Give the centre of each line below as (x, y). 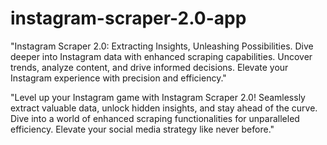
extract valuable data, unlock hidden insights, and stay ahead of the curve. (164, 108)
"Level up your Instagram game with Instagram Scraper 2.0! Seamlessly (158, 97)
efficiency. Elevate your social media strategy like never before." (142, 129)
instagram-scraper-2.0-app (128, 18)
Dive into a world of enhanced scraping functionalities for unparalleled (155, 118)
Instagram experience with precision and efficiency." (118, 78)
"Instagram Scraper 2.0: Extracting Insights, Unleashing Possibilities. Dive (162, 46)
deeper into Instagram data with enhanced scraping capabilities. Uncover (161, 56)
